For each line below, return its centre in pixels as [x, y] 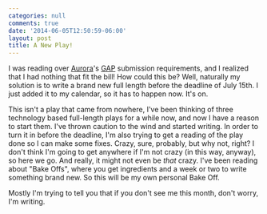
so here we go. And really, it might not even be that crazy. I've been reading [133, 160]
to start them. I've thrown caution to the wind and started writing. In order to [133, 127]
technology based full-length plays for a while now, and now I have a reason [134, 118]
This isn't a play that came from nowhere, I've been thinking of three [121, 110]
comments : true [34, 23]
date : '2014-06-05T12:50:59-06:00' [68, 30]
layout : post [30, 38]
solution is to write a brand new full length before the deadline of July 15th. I [133, 86]
